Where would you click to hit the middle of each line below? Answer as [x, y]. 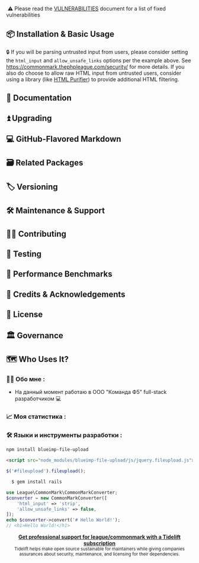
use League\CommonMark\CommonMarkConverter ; [62, 492]
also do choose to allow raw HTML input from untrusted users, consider [94, 73]
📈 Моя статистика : [36, 416]
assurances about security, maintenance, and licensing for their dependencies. [99, 554]
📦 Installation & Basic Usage [60, 34]
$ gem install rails [37, 482]
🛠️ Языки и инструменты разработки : [64, 435]
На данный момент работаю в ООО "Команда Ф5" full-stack [91, 392]
